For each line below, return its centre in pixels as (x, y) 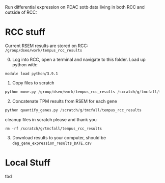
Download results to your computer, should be (59, 137)
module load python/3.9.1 (31, 74)
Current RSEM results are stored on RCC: (47, 46)
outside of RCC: (21, 12)
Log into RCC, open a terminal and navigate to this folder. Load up (79, 59)
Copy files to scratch (33, 82)
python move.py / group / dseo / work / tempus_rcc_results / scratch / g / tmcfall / (82, 92)
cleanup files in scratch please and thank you (51, 119)
